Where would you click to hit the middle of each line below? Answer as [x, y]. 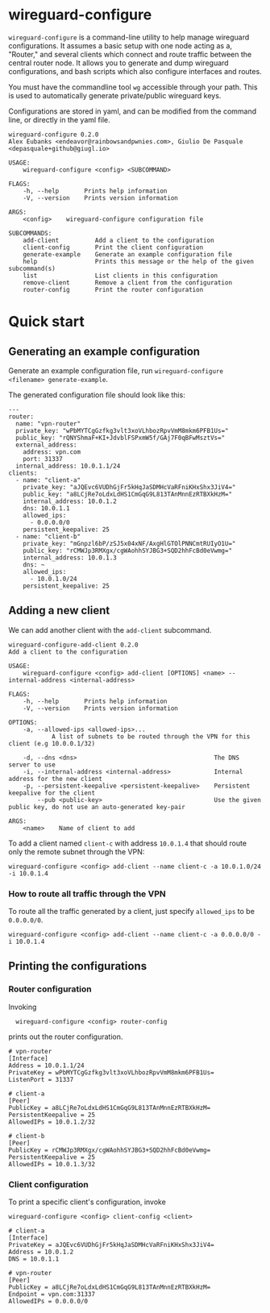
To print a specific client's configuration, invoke [87, 1202]
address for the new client [56, 779]
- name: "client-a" [48, 480]
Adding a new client [59, 611]
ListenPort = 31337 [41, 1079]
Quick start [46, 322]
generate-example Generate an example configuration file [127, 254]
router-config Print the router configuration [113, 289]
